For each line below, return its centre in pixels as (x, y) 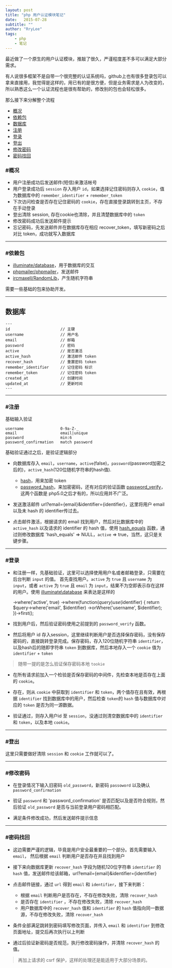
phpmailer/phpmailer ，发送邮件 (46, 272)
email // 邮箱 (40, 340)
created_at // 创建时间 (44, 378)
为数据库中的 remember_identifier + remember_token (68, 195)
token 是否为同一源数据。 (50, 705)
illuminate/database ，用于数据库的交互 (53, 265)
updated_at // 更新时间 (44, 384)
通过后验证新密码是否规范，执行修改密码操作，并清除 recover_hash (83, 942)
